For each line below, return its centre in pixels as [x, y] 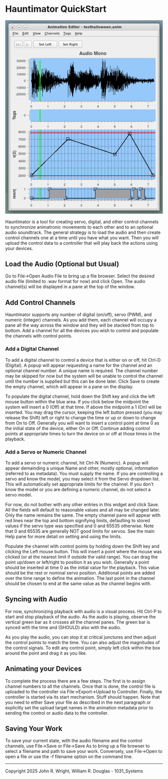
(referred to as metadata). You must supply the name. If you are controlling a [84, 473]
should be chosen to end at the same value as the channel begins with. [78, 583]
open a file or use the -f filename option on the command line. [69, 757]
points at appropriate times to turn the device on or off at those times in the [82, 433]
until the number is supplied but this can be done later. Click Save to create [82, 381]
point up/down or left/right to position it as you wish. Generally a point [77, 562]
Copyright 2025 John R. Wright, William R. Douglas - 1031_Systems [74, 771]
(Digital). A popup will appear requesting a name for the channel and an [79, 365]
